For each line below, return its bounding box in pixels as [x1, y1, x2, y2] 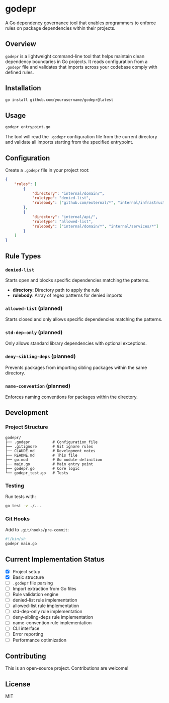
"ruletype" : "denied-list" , [32, 195, 92, 201]
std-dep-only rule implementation [12, 609, 82, 615]
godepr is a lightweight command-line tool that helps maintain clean [5, 53, 145, 59]
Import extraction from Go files [12, 585, 76, 591]
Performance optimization [12, 637, 67, 643]
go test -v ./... [5, 503, 42, 509]
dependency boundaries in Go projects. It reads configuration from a [5, 59, 148, 65]
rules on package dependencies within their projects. [5, 25, 116, 31]
